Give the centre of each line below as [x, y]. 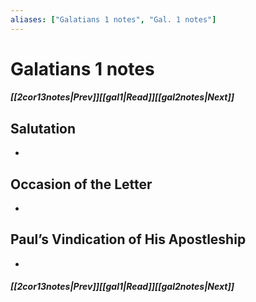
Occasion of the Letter [81, 184]
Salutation [43, 128]
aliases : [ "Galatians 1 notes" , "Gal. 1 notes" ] [113, 19]
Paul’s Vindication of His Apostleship [128, 239]
